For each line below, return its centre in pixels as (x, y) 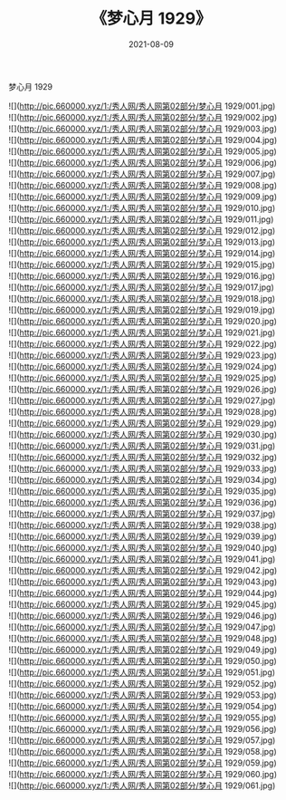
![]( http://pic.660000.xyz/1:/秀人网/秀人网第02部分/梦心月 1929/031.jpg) (142, 446)
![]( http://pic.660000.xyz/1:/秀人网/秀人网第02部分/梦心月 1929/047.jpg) (143, 627)
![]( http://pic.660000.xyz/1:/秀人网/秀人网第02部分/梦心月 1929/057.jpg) (142, 740)
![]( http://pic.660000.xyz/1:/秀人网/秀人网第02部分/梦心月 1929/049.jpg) (143, 650)
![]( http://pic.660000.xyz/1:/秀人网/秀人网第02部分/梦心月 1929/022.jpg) (143, 343)
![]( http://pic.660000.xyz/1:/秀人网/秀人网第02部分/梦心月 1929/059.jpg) (143, 763)
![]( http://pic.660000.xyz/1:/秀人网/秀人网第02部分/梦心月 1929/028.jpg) (143, 411)
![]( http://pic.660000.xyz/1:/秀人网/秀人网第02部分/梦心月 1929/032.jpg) (143, 457)
